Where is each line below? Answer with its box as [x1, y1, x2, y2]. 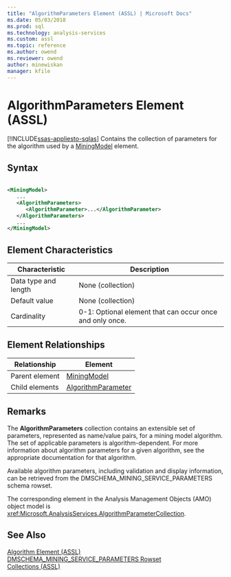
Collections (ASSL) [7, 562, 60, 570]
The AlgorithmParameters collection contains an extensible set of [7, 424, 196, 432]
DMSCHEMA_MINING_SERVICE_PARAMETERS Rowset [7, 555, 162, 563]
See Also [7, 529, 46, 541]
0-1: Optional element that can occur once [78, 307, 218, 317]
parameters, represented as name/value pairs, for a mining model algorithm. [7, 431, 223, 439]
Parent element [10, 371, 60, 381]
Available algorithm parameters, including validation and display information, [7, 466, 223, 475]
